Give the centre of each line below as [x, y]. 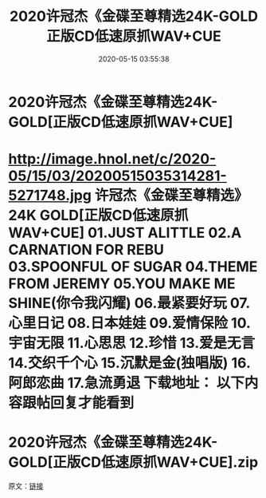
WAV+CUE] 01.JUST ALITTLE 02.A [125, 233]
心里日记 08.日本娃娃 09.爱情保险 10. [129, 323]
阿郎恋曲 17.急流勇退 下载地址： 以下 [127, 383]
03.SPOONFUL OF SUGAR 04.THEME [133, 267]
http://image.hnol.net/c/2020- [112, 159]
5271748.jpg [50, 196]
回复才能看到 [92, 403]
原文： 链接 [26, 486]
